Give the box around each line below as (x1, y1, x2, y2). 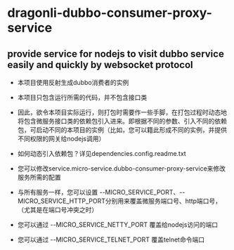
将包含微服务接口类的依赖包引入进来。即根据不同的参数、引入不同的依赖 (17, 117, 227, 125)
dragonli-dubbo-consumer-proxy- (7, 5, 213, 21)
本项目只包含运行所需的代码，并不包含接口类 (17, 93, 148, 101)
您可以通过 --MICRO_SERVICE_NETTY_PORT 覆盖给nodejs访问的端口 (17, 221, 219, 229)
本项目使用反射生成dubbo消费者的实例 (17, 79, 129, 86)
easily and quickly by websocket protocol (7, 58, 193, 71)
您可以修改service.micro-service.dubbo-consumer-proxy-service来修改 (17, 164, 226, 173)
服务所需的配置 (17, 173, 61, 181)
